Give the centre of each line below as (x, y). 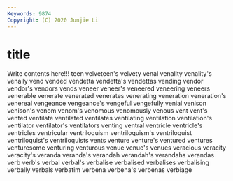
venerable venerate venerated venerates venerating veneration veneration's (117, 96)
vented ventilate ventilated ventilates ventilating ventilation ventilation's (110, 118)
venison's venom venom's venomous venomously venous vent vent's (107, 111)
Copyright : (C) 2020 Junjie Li (53, 20)
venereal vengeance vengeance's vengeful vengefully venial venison (107, 103)
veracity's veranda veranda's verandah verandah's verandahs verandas (111, 155)
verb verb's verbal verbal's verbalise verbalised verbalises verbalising (108, 163)
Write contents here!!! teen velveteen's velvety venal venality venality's (110, 74)
